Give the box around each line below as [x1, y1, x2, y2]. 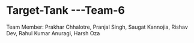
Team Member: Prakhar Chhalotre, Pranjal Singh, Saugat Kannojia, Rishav [6, 23, 188, 30]
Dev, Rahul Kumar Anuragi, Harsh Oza [6, 29, 100, 36]
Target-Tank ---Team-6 [6, 4, 125, 17]
